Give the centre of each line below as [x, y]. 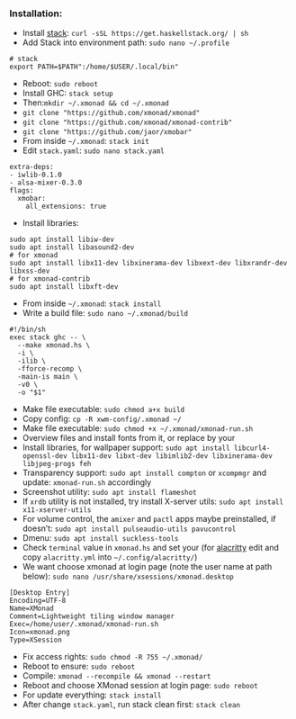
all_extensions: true [66, 207]
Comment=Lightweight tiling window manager [92, 616]
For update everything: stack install [92, 695]
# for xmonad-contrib [50, 279]
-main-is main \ [48, 377]
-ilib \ [32, 361]
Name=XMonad [31, 609]
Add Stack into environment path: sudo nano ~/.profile [126, 42]
